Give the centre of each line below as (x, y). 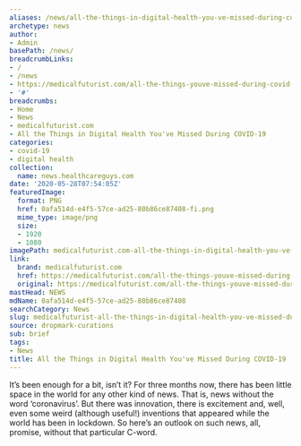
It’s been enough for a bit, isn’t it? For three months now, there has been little (150, 384)
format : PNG (40, 201)
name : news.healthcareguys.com (76, 176)
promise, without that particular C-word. (83, 432)
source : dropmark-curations (62, 326)
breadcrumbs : (34, 101)
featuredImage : (38, 193)
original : (35, 284)
